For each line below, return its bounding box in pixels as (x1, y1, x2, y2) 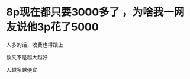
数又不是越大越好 (6, 53, 48, 61)
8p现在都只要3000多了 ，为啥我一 (6, 5, 175, 19)
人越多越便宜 (6, 66, 37, 73)
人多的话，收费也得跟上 (6, 41, 63, 48)
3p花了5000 (37, 20, 99, 34)
